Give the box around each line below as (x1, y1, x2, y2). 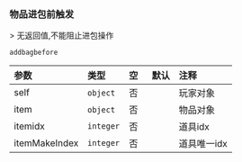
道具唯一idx (178, 138, 228, 150)
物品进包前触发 (9, 7, 75, 20)
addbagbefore (9, 48, 58, 58)
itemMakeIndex (13, 137, 79, 149)
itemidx (13, 120, 45, 132)
